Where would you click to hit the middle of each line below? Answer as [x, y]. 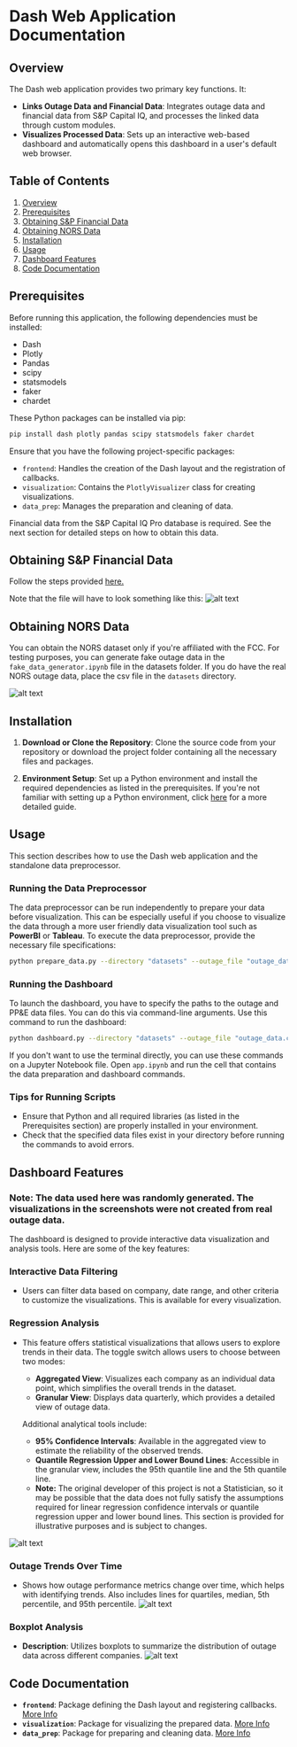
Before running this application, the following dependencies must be [133, 317]
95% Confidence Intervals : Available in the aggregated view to [151, 1440]
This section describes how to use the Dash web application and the [133, 856]
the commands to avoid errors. [78, 1145]
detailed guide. [49, 806]
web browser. [47, 153]
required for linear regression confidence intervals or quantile [147, 1507]
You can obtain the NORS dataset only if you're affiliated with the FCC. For [145, 648]
